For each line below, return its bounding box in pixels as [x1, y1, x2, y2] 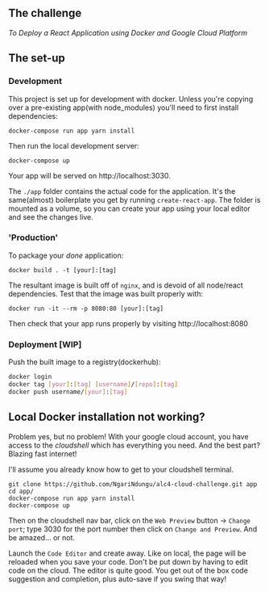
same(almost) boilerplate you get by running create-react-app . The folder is [8, 195, 261, 204]
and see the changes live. [8, 212, 94, 221]
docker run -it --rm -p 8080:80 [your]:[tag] [8, 304, 163, 313]
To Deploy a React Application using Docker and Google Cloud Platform [8, 27, 248, 37]
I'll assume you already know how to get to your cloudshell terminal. [8, 464, 234, 474]
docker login [8, 373, 52, 381]
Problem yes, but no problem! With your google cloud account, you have [8, 431, 249, 441]
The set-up [8, 52, 66, 65]
